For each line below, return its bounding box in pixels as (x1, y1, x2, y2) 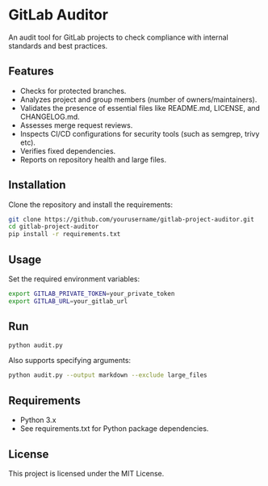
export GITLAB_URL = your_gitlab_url (8, 297, 128, 305)
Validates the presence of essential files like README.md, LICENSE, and (19, 103, 261, 112)
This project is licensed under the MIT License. (8, 468, 165, 478)
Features (8, 65, 54, 78)
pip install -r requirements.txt (8, 230, 121, 239)
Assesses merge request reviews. (19, 120, 133, 130)
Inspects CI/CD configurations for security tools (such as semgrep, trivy (19, 129, 260, 138)
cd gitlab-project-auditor (8, 222, 99, 231)
